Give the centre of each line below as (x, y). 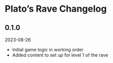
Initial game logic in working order (48, 50)
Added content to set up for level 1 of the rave (60, 55)
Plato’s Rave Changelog (56, 9)
